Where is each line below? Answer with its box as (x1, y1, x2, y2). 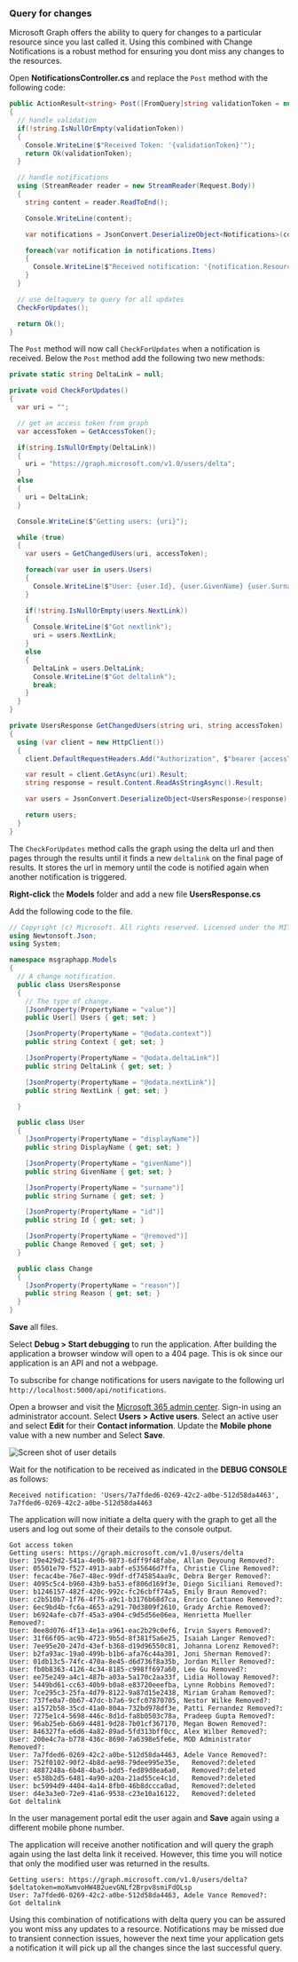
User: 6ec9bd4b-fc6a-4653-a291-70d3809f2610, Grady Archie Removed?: (9, 1603, 272, 1612)
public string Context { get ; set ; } (25, 1038, 165, 1047)
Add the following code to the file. (9, 906, 133, 916)
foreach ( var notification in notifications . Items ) (25, 246, 216, 255)
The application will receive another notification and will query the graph (9, 1839, 274, 1850)
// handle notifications (17, 173, 109, 182)
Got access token (9, 1541, 74, 1550)
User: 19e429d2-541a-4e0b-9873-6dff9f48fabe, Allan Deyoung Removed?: (9, 1556, 276, 1565)
